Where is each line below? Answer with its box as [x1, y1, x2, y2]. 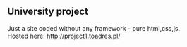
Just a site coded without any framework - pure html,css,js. [7, 24, 181, 32]
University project [7, 6, 89, 18]
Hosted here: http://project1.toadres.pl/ [7, 32, 121, 40]
